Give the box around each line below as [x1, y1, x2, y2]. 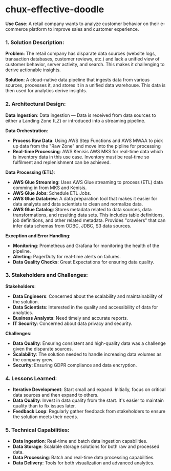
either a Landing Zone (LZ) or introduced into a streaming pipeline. [5, 117, 146, 124]
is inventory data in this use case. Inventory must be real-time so [12, 154, 149, 160]
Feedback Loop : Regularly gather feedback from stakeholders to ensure [12, 408, 165, 415]
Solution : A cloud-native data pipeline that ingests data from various [5, 77, 150, 83]
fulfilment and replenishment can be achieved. [12, 159, 111, 165]
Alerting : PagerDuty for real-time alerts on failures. [12, 253, 121, 259]
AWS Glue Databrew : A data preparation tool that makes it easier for [12, 195, 158, 201]
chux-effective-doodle [5, 4, 104, 15]
